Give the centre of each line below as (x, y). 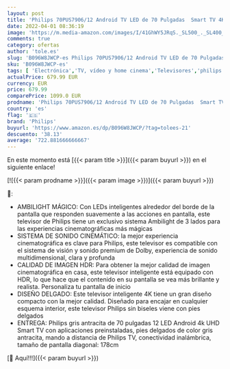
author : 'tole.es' (33, 52)
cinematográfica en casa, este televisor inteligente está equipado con (115, 272)
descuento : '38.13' (35, 134)
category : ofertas (33, 45)
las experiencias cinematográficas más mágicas (85, 229)
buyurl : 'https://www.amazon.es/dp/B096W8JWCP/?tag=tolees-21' (99, 128)
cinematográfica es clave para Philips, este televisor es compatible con (117, 243)
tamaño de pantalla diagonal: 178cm (68, 345)
